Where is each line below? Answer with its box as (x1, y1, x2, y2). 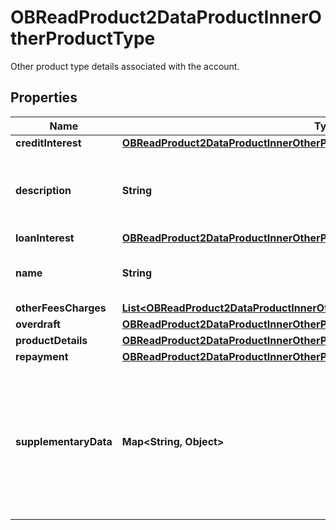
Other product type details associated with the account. (10, 60, 240, 72)
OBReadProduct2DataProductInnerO (10, 6, 322, 29)
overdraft (15, 317, 61, 331)
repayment (15, 349, 69, 363)
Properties (10, 89, 78, 106)
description (15, 183, 72, 197)
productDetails (15, 333, 88, 347)
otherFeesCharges (15, 301, 107, 315)
